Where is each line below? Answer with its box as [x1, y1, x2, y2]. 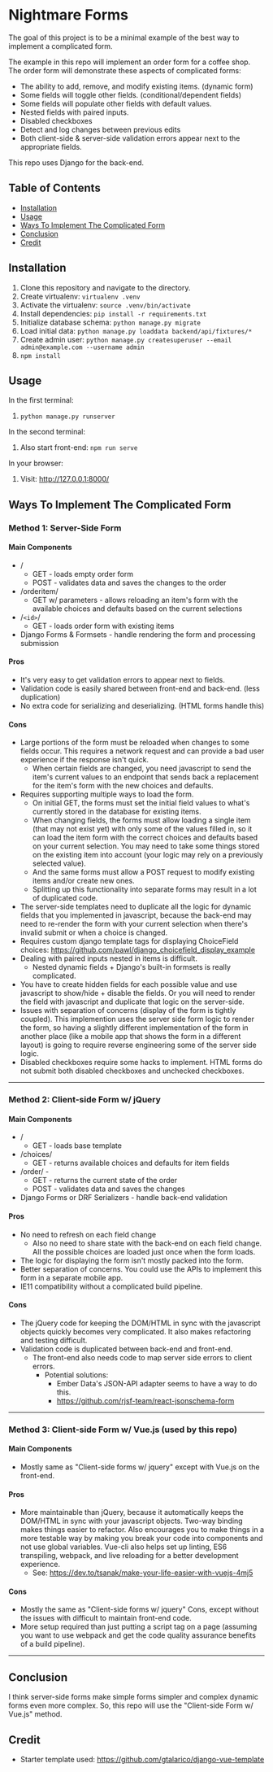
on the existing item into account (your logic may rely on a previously [32, 850, 264, 860]
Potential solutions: [44, 1369, 109, 1380]
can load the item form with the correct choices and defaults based [32, 832, 258, 843]
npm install [19, 351, 61, 360]
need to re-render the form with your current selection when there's [19, 919, 248, 929]
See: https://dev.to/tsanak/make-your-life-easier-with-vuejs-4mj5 [32, 1568, 253, 1578]
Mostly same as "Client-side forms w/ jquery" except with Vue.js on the [19, 1462, 260, 1472]
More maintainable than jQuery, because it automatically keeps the [19, 1508, 244, 1517]
